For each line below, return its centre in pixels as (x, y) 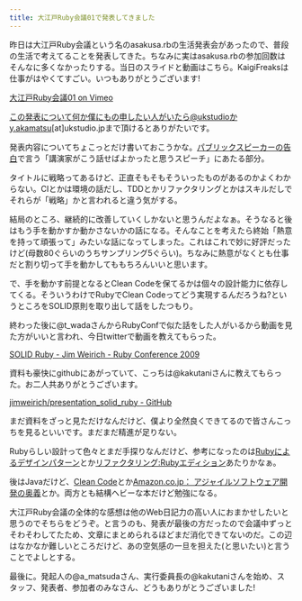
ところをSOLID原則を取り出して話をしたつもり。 (107, 305)
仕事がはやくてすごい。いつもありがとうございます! (105, 78)
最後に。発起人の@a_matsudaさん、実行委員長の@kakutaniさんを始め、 (143, 576)
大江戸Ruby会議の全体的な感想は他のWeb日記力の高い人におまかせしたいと (149, 512)
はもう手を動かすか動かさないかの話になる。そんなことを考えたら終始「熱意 (151, 230)
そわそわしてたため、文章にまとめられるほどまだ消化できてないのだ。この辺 (151, 534)
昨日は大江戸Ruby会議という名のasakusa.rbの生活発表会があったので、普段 (149, 44)
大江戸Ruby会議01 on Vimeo (62, 97)
